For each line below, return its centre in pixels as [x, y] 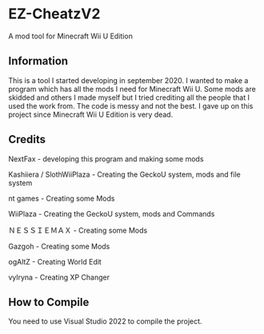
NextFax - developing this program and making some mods [106, 159]
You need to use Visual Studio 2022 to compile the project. [105, 321]
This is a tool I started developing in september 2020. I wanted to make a [128, 80]
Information [38, 61]
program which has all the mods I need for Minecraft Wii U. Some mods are [132, 89]
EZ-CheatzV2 [54, 14]
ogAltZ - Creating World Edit [55, 261]
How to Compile [49, 302]
